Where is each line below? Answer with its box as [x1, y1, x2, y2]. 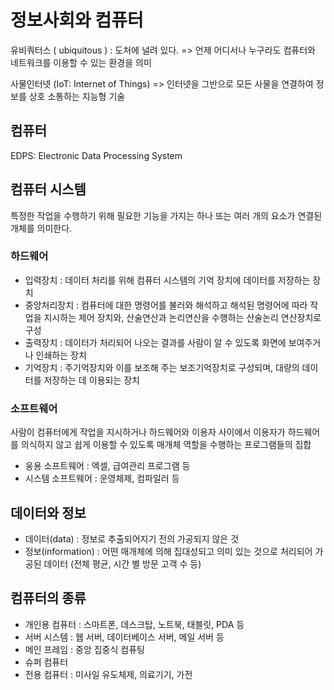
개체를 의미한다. [10, 222, 73, 234]
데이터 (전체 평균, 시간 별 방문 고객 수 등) [43, 557, 202, 570]
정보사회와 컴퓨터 [10, 9, 144, 32]
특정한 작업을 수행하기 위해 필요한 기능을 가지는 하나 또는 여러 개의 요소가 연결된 [10, 209, 323, 221]
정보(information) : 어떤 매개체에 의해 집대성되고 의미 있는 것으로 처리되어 [24, 545, 313, 557]
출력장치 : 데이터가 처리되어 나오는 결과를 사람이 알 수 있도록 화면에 [24, 336, 287, 348]
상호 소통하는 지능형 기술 [28, 90, 126, 102]
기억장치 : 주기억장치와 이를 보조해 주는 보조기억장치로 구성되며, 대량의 [24, 361, 300, 373]
